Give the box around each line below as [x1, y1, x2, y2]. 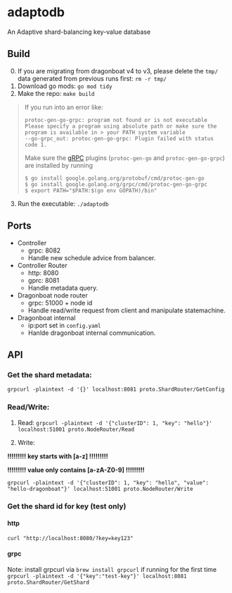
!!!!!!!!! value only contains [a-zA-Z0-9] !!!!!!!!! [7, 465, 145, 474]
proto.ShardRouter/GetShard [7, 579, 90, 586]
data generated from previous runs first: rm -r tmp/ [17, 74, 167, 82]
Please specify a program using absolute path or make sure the [24, 123, 217, 130]
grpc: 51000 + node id [27, 298, 93, 307]
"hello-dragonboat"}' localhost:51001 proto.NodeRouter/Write [7, 485, 193, 492]
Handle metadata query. [27, 283, 98, 292]
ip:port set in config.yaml [27, 321, 101, 329]
